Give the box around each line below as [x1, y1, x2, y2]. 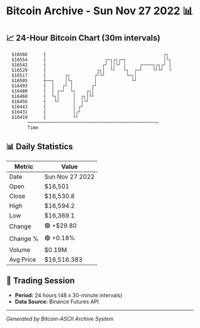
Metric [14, 162, 34, 170]
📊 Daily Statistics [6, 142, 73, 152]
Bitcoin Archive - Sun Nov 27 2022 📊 [6, 4, 193, 18]
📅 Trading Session [6, 275, 75, 286]
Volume [9, 246, 31, 254]
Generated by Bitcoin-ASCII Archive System [6, 315, 114, 322]
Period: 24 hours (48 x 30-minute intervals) [14, 292, 123, 299]
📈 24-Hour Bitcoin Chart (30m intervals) [6, 33, 161, 43]
